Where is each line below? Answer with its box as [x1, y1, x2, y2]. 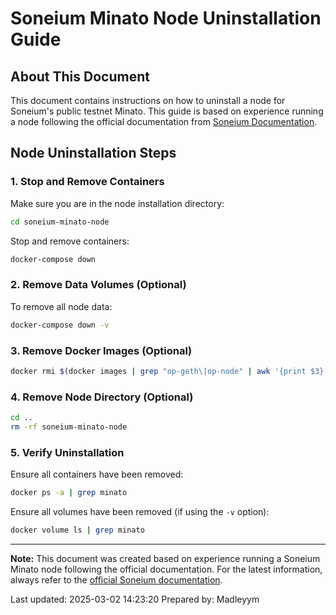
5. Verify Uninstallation [10, 445, 125, 459]
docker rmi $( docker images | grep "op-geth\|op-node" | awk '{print [10, 366, 307, 376]
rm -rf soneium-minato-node [10, 422, 128, 432]
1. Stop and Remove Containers [10, 175, 165, 189]
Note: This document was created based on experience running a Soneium [10, 552, 321, 564]
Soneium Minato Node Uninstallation [10, 7, 322, 30]
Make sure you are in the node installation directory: [10, 197, 225, 209]
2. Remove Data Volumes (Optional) [10, 278, 187, 292]
